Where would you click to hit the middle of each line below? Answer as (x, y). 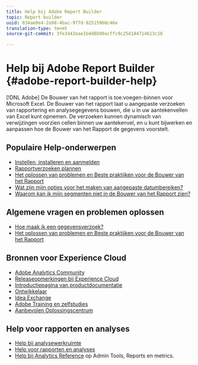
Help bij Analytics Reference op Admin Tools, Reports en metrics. (94, 356)
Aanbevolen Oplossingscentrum (54, 310)
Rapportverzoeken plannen (48, 168)
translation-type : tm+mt (37, 28)
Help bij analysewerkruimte (48, 343)
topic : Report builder (34, 17)
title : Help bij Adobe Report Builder (54, 12)
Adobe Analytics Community (49, 272)
